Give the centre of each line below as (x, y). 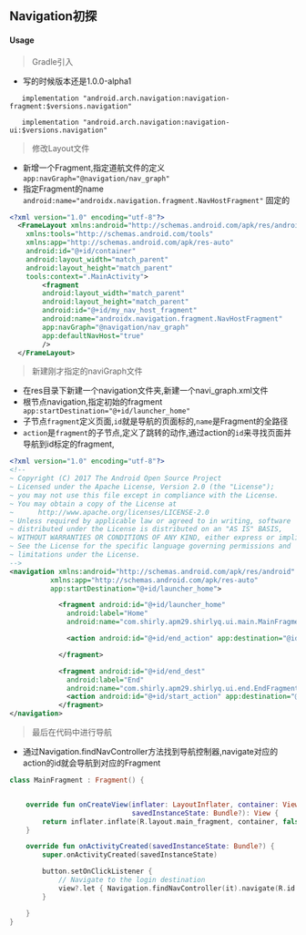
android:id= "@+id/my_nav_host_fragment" (120, 311)
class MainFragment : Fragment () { (77, 781)
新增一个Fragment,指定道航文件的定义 (94, 168)
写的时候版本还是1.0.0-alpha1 (77, 81)
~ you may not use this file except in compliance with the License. (144, 495)
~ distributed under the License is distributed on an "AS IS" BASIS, (146, 529)
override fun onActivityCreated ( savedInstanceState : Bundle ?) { (150, 847)
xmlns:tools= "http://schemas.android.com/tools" (120, 234)
